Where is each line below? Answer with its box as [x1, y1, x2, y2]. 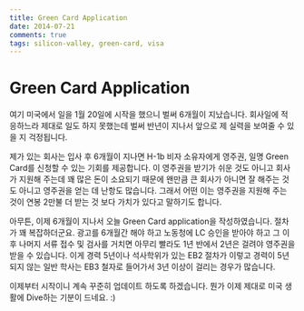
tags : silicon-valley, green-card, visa [9, 38, 165, 48]
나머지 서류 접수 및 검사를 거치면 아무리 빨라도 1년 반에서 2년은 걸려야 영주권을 [18, 238, 296, 250]
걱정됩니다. [28, 132, 68, 143]
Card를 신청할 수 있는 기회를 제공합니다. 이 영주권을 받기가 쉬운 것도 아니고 [9, 163, 274, 174]
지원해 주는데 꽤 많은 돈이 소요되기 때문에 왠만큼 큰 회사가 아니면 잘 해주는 [18, 174, 280, 185]
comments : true [9, 30, 67, 39]
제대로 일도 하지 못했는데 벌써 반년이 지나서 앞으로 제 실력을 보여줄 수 [40, 120, 286, 132]
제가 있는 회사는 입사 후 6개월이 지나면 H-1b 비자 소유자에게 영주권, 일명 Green [9, 151, 289, 162]
